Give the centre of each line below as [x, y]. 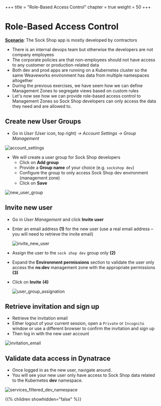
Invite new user [29, 208]
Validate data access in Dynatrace [58, 358]
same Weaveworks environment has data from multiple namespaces [80, 75]
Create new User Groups [43, 122]
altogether [22, 80]
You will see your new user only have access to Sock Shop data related [83, 375]
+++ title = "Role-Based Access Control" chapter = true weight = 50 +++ [78, 7]
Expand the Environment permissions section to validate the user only [83, 262]
